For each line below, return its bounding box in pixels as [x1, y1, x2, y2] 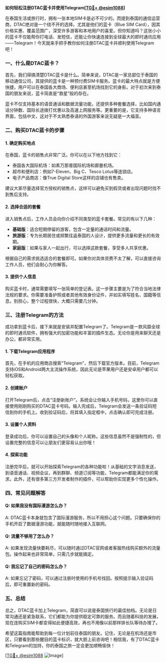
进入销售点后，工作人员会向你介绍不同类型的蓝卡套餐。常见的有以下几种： [5, 216, 157, 221]
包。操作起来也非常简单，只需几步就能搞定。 [5, 551, 96, 557]
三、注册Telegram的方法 [5, 311, 64, 318]
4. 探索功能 [5, 452, 28, 458]
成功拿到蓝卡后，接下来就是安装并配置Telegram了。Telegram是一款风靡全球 [5, 324, 161, 330]
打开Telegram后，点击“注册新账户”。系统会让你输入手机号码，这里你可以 [5, 397, 154, 402]
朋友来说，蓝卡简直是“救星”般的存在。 [13, 90, 91, 96]
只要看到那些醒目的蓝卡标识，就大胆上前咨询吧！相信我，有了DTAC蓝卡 [13, 636, 160, 642]
